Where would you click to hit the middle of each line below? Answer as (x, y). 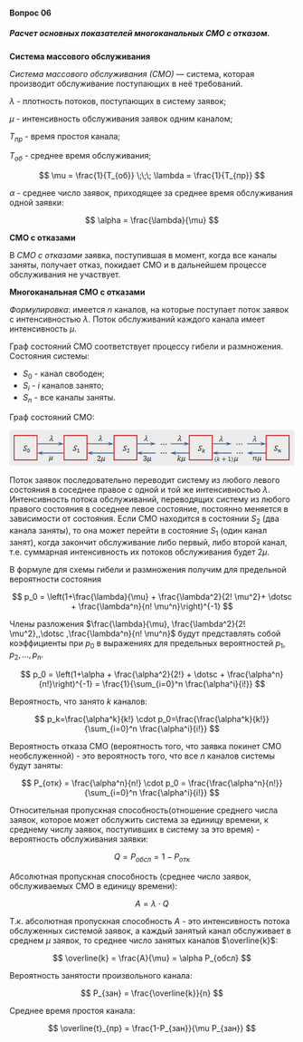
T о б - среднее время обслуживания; (80, 157)
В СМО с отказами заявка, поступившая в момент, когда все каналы (143, 256)
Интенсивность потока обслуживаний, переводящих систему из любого (150, 499)
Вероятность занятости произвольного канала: (101, 976)
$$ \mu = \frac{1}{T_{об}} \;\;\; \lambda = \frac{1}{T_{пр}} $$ (152, 176)
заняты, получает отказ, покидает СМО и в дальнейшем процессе (138, 265)
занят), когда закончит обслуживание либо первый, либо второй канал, (148, 542)
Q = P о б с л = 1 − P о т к (152, 858)
